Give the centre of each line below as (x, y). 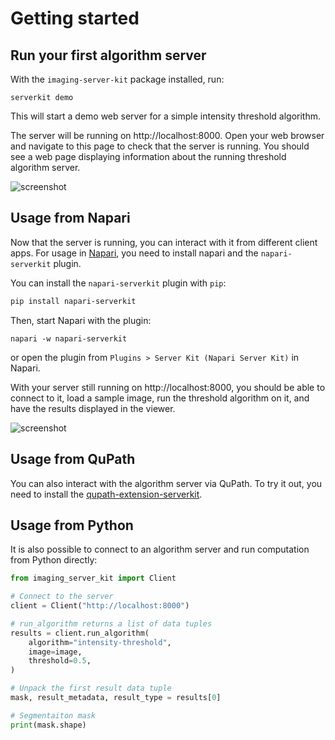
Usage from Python (72, 525)
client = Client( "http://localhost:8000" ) (100, 606)
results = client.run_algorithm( (80, 633)
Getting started (75, 18)
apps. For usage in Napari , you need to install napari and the (134, 253)
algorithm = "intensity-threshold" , (100, 642)
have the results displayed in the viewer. (93, 408)
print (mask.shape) (48, 725)
